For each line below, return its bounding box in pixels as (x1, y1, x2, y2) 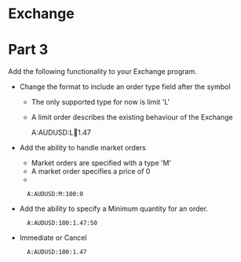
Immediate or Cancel (19, 233, 88, 242)
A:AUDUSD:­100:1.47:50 (27, 220, 98, 227)
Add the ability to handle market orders (19, 143, 147, 153)
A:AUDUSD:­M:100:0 (27, 190, 84, 198)
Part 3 (8, 41, 49, 59)
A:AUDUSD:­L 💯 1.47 (31, 127, 92, 138)
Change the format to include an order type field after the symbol (19, 82, 231, 91)
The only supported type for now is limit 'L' (31, 98, 170, 107)
